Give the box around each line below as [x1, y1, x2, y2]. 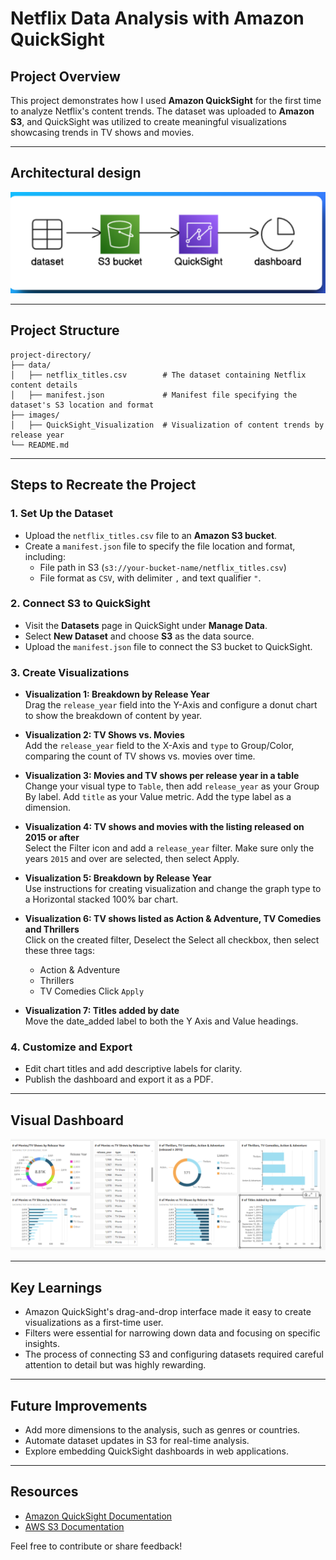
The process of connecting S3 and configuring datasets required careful [24, 1348, 324, 1361]
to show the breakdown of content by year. [24, 710, 203, 722]
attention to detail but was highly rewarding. [24, 1359, 207, 1371]
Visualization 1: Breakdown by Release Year [24, 688, 210, 701]
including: [24, 550, 66, 562]
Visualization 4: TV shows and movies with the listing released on [24, 821, 305, 833]
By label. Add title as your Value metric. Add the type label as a [24, 791, 292, 803]
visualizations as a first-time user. [24, 1317, 164, 1329]
